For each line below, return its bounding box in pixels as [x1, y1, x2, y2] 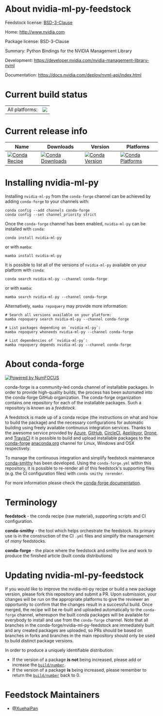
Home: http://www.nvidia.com [5, 29, 65, 35]
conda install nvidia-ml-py [5, 235, 62, 240]
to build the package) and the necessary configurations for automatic [5, 419, 144, 425]
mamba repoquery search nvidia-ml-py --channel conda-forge [5, 317, 130, 321]
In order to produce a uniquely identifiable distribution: [5, 647, 114, 653]
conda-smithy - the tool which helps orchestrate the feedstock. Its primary [5, 528, 156, 534]
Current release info [5, 126, 88, 137]
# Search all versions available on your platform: [5, 312, 112, 318]
